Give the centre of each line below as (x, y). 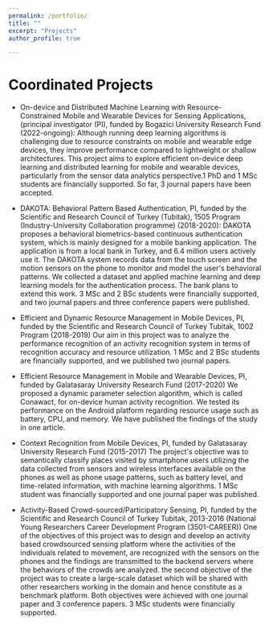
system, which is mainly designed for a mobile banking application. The (138, 243)
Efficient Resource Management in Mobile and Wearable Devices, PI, (133, 376)
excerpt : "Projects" (43, 31)
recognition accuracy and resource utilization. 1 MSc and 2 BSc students (140, 352)
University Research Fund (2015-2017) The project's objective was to (134, 452)
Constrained (41, 116)
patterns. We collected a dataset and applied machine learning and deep (140, 277)
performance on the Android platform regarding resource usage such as (139, 410)
